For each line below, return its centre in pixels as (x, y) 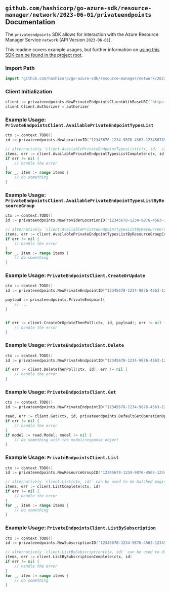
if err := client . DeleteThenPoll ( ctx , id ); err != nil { (67, 370)
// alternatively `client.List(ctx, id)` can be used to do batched (79, 482)
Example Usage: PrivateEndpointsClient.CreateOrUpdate (75, 275)
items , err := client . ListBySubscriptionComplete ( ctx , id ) (69, 557)
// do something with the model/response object (67, 440)
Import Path (20, 68)
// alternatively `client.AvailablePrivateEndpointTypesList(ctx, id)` (82, 149)
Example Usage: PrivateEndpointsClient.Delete (65, 345)
